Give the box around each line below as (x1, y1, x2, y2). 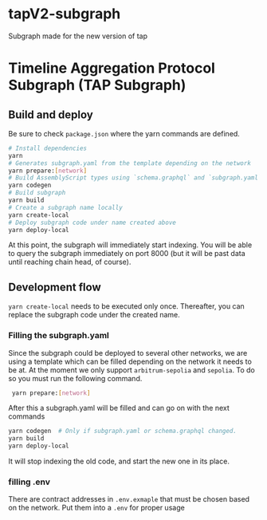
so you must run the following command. (8, 373, 143, 383)
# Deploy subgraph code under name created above (8, 219, 177, 227)
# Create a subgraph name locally (8, 203, 124, 211)
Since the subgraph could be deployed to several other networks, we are (8, 348, 248, 357)
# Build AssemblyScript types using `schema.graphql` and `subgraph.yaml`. (8, 174, 265, 182)
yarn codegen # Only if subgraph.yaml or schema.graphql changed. (8, 427, 238, 435)
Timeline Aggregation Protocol (8, 59, 215, 77)
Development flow (8, 280, 101, 293)
